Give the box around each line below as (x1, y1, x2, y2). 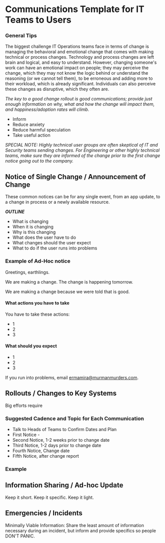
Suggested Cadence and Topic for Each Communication (5, 415, 144, 422)
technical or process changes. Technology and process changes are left (5, 54, 154, 60)
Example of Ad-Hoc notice (5, 257, 71, 264)
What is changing (12, 218, 49, 224)
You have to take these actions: (5, 311, 70, 317)
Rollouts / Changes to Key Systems (5, 389, 116, 397)
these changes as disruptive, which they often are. (5, 86, 109, 92)
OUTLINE (5, 209, 25, 215)
